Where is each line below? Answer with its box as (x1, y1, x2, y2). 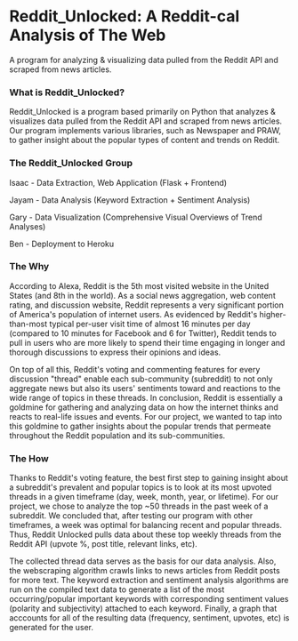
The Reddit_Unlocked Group (9, 157, 133, 170)
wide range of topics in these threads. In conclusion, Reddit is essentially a (9, 392, 283, 403)
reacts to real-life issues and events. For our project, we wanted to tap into (9, 411, 283, 421)
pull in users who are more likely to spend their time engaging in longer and (9, 337, 286, 348)
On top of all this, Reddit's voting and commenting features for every (9, 364, 261, 374)
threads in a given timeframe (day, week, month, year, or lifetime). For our (9, 492, 278, 502)
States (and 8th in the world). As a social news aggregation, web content (9, 290, 276, 300)
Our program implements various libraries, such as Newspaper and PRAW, (9, 125, 282, 136)
